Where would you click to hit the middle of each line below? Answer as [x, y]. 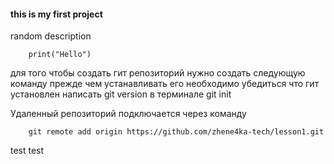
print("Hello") [60, 55]
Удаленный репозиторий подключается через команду [128, 114]
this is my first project [56, 14]
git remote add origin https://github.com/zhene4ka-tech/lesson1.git [176, 132]
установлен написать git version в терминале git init [121, 94]
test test [27, 151]
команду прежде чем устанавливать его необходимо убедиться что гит [165, 84]
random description [51, 36]
